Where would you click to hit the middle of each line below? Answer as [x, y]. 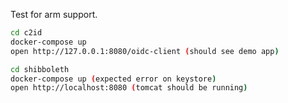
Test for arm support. [54, 14]
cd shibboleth [40, 69]
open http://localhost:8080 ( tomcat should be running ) [129, 88]
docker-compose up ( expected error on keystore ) [113, 79]
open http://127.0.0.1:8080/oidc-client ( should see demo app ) [145, 51]
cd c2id [26, 33]
